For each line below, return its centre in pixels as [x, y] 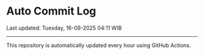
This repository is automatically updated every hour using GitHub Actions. [99, 45]
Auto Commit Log [51, 11]
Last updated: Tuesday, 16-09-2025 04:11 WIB [64, 28]
